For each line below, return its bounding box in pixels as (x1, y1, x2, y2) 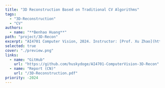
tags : (5, 12, 16, 17)
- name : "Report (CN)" (9, 66, 56, 71)
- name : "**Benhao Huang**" (9, 30, 67, 35)
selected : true (5, 44, 36, 48)
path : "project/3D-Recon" (5, 35, 58, 40)
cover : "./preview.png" (5, 48, 54, 53)
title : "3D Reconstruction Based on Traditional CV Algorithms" (5, 7, 139, 12)
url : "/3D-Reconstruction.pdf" (14, 71, 78, 76)
